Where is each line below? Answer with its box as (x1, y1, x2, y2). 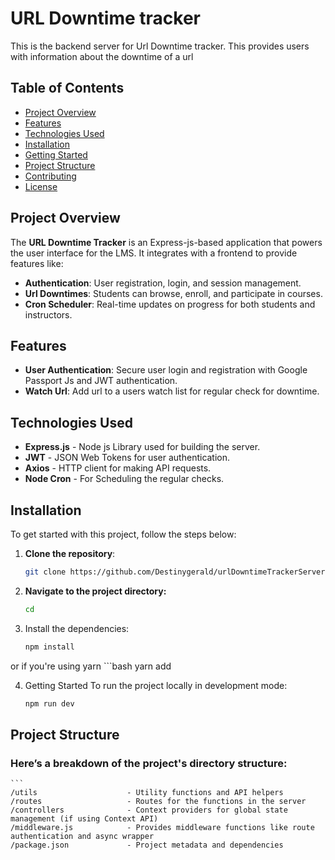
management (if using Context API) (10, 814, 159, 824)
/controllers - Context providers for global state (10, 805, 288, 816)
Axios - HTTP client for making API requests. (24, 462, 212, 474)
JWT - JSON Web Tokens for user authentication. (24, 452, 231, 464)
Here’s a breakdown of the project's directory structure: (10, 756, 288, 770)
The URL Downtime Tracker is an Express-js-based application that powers (10, 236, 323, 248)
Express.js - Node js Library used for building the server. (24, 441, 261, 453)
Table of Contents (10, 80, 125, 97)
